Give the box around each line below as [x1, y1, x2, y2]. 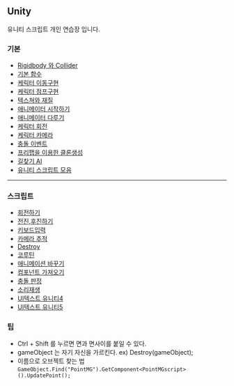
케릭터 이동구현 [17, 79, 59, 87]
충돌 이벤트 [17, 139, 48, 148]
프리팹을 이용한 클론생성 [17, 148, 84, 157]
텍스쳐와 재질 [17, 96, 54, 105]
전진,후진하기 [17, 217, 54, 226]
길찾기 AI [17, 157, 42, 166]
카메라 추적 [17, 235, 48, 243]
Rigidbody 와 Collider [17, 61, 78, 70]
